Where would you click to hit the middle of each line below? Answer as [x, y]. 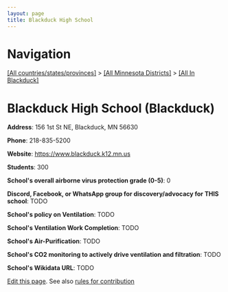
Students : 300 [28, 167]
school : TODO [27, 201]
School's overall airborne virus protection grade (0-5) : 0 [89, 180]
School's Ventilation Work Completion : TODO [73, 228]
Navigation [39, 54]
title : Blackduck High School [50, 20]
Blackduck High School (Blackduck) [111, 108]
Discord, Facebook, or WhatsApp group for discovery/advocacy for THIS [113, 194]
